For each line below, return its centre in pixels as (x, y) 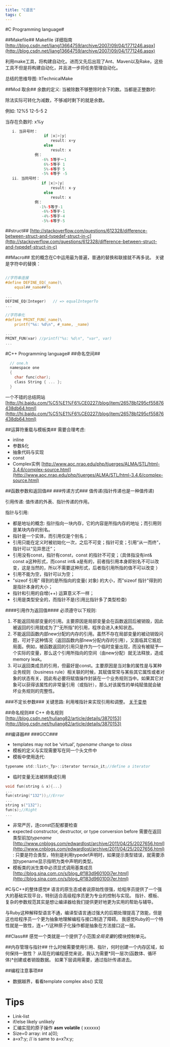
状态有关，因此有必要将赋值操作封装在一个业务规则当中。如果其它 (90, 678)
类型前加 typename (32, 838)
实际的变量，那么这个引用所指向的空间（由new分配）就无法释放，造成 (90, 653)
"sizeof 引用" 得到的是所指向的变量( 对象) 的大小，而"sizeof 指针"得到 (85, 580)
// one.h (19, 363)
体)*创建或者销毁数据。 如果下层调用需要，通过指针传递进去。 (70, 960)
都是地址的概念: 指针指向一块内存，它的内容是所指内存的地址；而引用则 (87, 523)
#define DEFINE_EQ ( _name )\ (34, 283)
